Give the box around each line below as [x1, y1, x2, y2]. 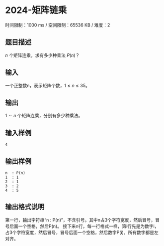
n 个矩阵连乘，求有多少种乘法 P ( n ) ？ [5, 52, 80, 58]
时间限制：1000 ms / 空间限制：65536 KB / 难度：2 [5, 22, 110, 28]
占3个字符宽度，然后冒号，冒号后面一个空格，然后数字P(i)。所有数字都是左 [5, 229, 159, 235]
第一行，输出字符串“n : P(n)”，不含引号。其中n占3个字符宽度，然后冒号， [5, 217, 156, 223]
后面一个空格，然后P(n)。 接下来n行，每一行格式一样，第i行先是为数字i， [9, 223, 159, 229]
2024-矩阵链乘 [5, 4, 67, 16]
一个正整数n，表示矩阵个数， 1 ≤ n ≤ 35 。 [5, 82, 90, 88]
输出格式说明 [5, 203, 45, 211]
